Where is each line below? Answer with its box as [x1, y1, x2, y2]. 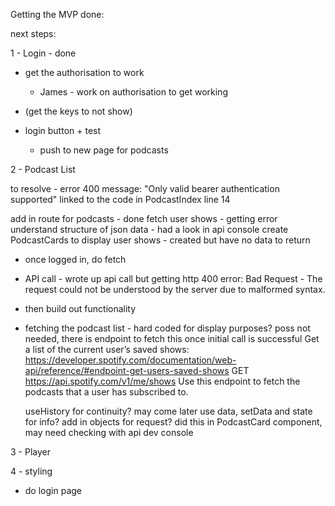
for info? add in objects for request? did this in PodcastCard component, [24, 416, 323, 428]
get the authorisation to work [24, 67, 145, 78]
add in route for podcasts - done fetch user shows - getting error [10, 213, 278, 224]
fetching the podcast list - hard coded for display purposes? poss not [24, 322, 311, 334]
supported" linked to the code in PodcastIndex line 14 [10, 194, 231, 205]
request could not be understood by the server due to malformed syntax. [24, 284, 326, 295]
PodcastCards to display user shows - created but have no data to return [10, 234, 311, 246]
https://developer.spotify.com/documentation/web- [24, 354, 237, 366]
